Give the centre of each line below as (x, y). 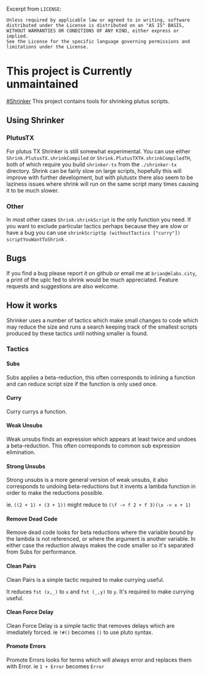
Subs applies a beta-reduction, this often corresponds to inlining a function (101, 377)
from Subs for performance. (42, 552)
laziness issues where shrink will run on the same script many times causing (102, 184)
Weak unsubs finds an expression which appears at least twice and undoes (102, 439)
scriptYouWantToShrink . (37, 239)
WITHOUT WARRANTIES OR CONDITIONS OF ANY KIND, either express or (93, 31)
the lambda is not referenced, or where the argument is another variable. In (101, 539)
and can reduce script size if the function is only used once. (82, 384)
